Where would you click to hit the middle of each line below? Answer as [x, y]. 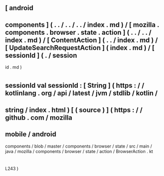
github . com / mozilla [39, 117]
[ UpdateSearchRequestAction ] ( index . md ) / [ [80, 48]
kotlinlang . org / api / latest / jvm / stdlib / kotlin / [81, 93]
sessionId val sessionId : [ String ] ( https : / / [75, 86]
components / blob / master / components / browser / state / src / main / [79, 146]
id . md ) [14, 67]
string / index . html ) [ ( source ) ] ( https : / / [74, 110]
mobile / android [31, 134]
